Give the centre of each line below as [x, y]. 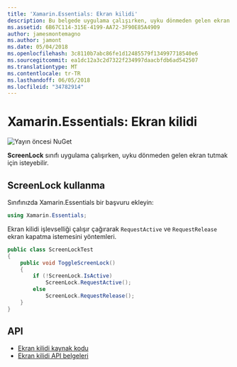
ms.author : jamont [34, 41]
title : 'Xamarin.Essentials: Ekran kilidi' [73, 14]
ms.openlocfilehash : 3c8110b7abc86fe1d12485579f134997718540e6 [103, 54]
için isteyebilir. [28, 163]
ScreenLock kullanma [56, 185]
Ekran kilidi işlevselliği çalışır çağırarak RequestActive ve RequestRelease [112, 229]
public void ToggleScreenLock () [68, 263]
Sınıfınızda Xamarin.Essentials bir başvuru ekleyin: [81, 202]
